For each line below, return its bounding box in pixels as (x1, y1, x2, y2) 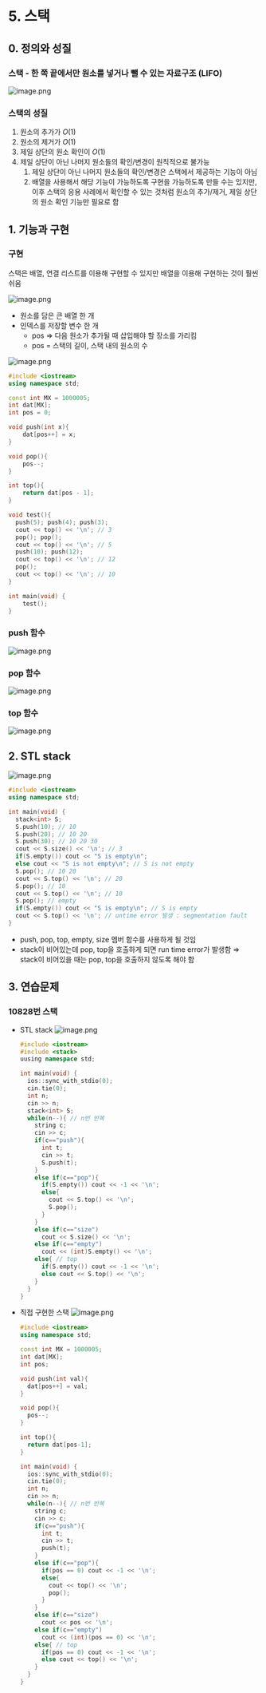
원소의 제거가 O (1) (19, 137, 76, 147)
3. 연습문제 (8, 980, 60, 994)
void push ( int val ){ (19, 1374, 88, 1382)
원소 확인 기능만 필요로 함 (40, 197, 119, 207)
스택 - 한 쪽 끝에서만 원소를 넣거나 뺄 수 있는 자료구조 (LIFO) (8, 67, 223, 78)
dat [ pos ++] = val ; (27, 1382, 88, 1390)
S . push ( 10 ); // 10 (15, 823, 77, 831)
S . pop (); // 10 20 (15, 867, 77, 875)
